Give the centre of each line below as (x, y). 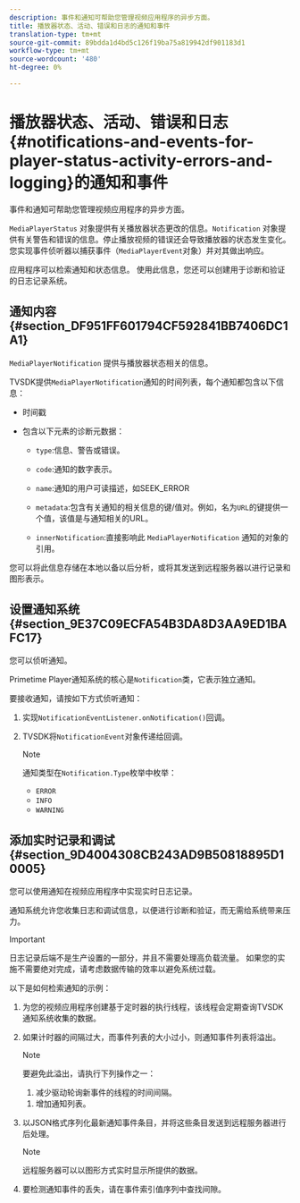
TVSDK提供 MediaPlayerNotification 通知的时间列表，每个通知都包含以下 (143, 382)
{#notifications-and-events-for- (132, 142)
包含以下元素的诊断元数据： (73, 431)
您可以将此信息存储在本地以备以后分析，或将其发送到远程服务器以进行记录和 (150, 567)
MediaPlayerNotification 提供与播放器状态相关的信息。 (111, 362)
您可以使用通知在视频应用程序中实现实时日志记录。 (103, 892)
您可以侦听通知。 (41, 661)
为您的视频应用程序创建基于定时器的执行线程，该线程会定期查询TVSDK (153, 1007)
